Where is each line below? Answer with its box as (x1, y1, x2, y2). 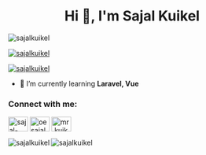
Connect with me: (8, 98, 78, 109)
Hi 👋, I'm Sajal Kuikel (64, 7, 200, 25)
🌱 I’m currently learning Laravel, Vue (19, 79, 139, 88)
